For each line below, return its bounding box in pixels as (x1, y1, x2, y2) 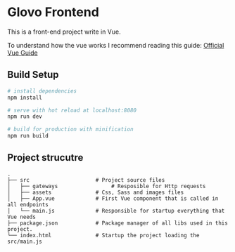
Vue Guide (7, 48, 38, 57)
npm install (7, 94, 42, 101)
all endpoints (7, 201, 49, 208)
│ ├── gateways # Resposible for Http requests (7, 183, 206, 190)
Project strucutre (7, 152, 84, 164)
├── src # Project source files (7, 176, 165, 183)
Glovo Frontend (7, 4, 100, 20)
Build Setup (7, 69, 59, 81)
